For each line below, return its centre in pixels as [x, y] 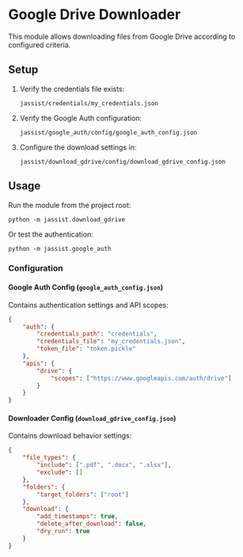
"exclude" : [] [60, 472]
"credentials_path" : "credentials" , [97, 334]
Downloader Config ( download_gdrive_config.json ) [92, 418]
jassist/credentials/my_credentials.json [89, 103]
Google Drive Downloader [95, 15]
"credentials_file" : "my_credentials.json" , [111, 342]
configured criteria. [40, 44]
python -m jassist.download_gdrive [67, 219]
